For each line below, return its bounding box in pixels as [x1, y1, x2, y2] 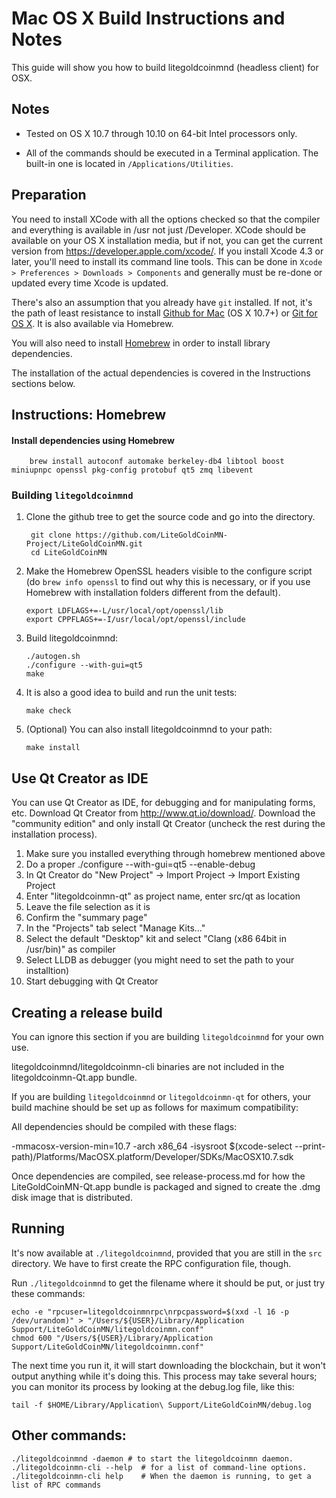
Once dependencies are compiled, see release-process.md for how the [11, 1170, 306, 1182]
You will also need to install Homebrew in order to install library [11, 337, 271, 349]
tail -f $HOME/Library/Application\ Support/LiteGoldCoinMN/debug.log [11, 1400, 312, 1410]
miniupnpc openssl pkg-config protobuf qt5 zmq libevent [11, 465, 254, 476]
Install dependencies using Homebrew [11, 434, 175, 446]
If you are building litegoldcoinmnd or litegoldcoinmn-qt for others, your [11, 1091, 312, 1103]
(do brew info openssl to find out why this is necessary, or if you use [25, 576, 311, 588]
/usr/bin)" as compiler [25, 943, 116, 956]
